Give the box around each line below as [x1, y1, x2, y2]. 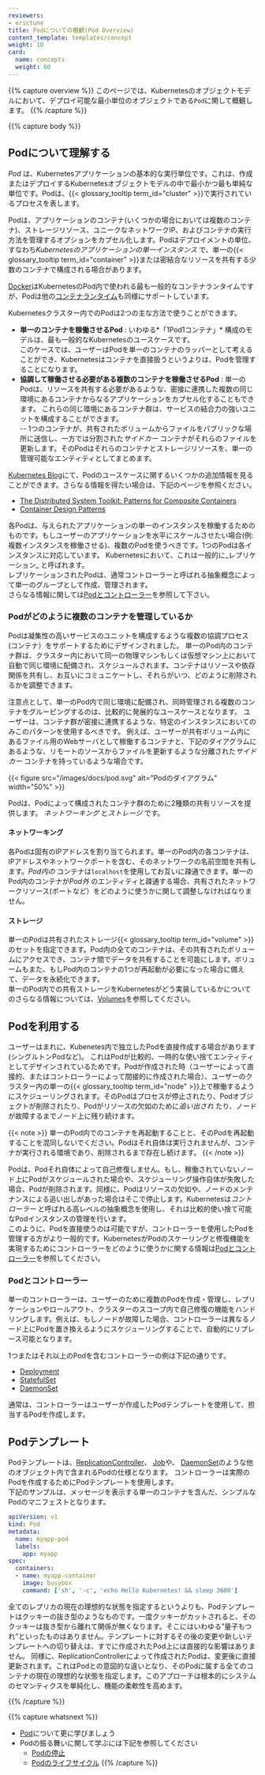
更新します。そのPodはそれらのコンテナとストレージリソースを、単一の [19, 444, 253, 453]
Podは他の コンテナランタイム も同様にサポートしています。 [21, 291, 214, 300]
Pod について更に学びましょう [19, 1728, 116, 1738]
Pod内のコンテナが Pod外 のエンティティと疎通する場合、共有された [8, 877, 229, 886]
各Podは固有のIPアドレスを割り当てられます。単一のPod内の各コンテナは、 [8, 847, 254, 856]
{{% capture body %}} [8, 121, 81, 130]
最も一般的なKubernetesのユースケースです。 [47, 334, 195, 344]
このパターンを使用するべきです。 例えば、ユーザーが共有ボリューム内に [14, 727, 251, 736]
